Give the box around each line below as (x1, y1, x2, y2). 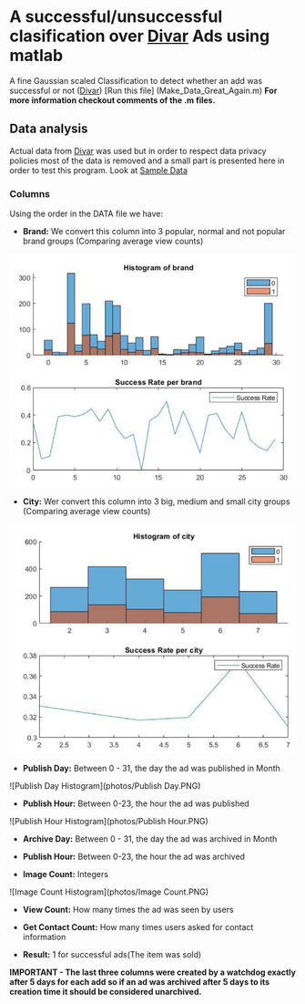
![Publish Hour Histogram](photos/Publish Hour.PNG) (9, 815, 209, 826)
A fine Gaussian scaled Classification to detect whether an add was (9, 75, 263, 86)
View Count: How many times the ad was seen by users (22, 904, 234, 915)
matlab (9, 46, 64, 66)
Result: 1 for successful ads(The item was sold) (22, 948, 202, 959)
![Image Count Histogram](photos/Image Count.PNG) (9, 886, 209, 897)
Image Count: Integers (22, 868, 109, 879)
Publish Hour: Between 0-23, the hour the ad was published (22, 798, 250, 809)
